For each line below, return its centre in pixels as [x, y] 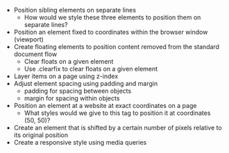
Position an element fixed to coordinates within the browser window [111, 32]
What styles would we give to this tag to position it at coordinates [117, 113]
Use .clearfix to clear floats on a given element [91, 69]
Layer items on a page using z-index [66, 76]
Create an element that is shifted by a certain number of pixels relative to [118, 128]
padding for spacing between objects [78, 91]
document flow [35, 54]
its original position [41, 135]
